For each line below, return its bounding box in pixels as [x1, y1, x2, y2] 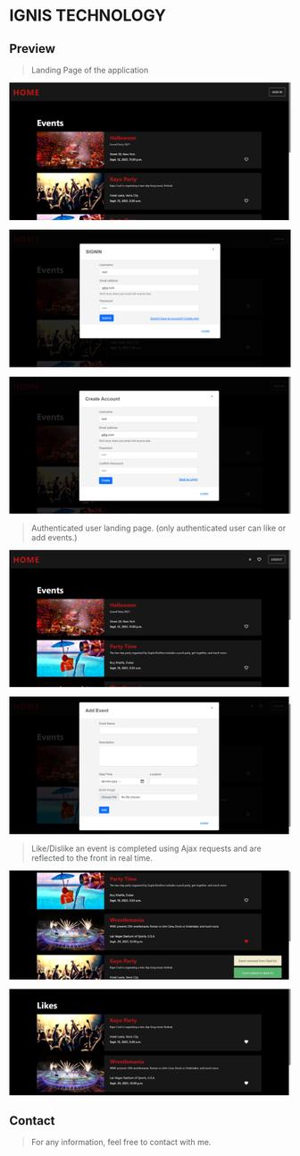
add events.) [30, 532, 78, 543]
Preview [9, 41, 56, 56]
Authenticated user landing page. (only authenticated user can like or [30, 523, 287, 533]
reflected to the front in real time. [30, 852, 154, 863]
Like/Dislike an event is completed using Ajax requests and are [30, 843, 262, 854]
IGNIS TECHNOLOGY [9, 5, 167, 26]
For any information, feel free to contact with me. [30, 1137, 212, 1148]
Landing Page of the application [30, 64, 149, 75]
